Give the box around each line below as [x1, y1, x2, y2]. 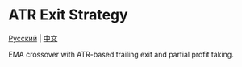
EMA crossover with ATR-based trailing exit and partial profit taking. [8, 49, 234, 59]
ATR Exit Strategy [8, 6, 128, 24]
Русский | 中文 [8, 33, 58, 43]
